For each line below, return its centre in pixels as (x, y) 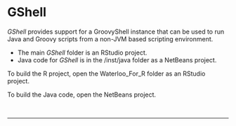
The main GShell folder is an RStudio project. (82, 52)
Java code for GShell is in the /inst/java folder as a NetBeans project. (117, 59)
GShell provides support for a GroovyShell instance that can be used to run (116, 31)
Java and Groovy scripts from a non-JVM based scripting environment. (110, 38)
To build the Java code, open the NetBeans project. (82, 94)
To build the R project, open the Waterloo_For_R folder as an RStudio (106, 73)
